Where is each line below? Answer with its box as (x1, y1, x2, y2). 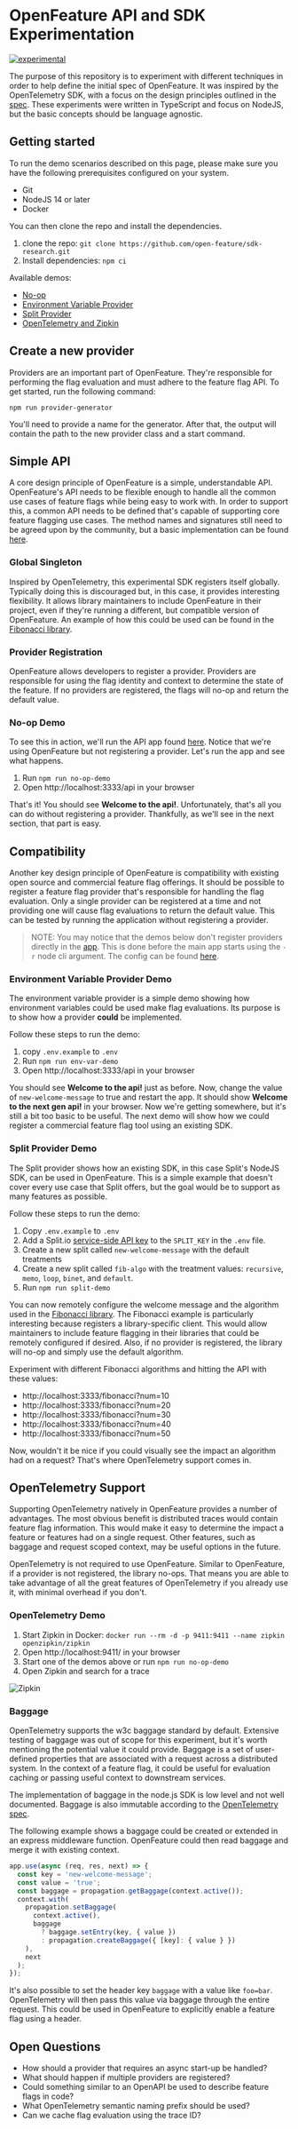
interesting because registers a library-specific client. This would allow (9, 1318, 268, 1329)
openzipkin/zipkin (21, 1639, 90, 1648)
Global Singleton (9, 556, 82, 568)
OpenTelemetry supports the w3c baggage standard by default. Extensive (9, 1725, 279, 1736)
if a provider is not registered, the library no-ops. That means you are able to (9, 1569, 289, 1579)
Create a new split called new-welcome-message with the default (21, 1244, 250, 1255)
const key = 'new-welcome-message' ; (17, 1870, 153, 1879)
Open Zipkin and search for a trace (21, 1665, 150, 1676)
